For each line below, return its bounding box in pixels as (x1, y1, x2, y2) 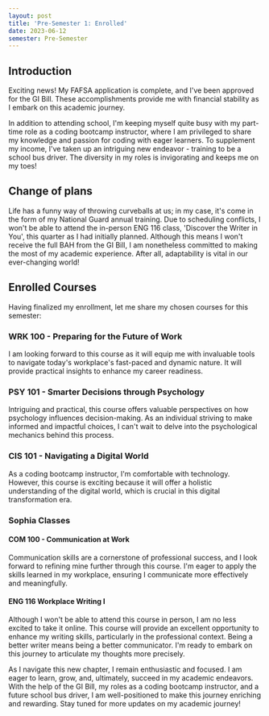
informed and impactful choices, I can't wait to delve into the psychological (8, 422, 258, 431)
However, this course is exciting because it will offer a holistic (8, 477, 213, 487)
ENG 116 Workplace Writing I (8, 597, 106, 606)
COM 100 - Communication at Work (8, 535, 130, 544)
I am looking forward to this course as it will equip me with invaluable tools (8, 348, 255, 359)
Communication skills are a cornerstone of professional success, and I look (8, 552, 258, 562)
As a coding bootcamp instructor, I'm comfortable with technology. (8, 468, 230, 478)
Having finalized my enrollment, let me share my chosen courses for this (8, 302, 248, 311)
